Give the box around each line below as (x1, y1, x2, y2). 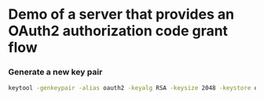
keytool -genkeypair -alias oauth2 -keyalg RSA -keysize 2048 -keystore (8, 84, 251, 92)
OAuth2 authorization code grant (8, 22, 229, 40)
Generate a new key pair (8, 66, 103, 77)
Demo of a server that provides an (8, 5, 234, 23)
